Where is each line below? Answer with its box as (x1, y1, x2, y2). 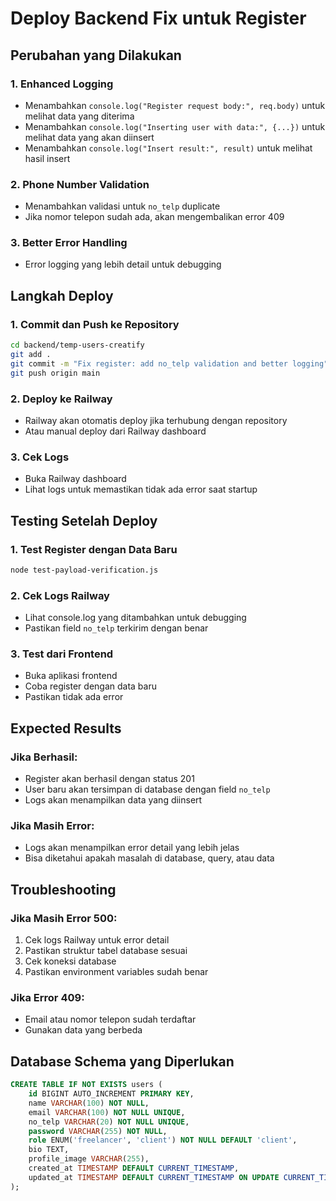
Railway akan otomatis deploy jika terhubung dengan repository (24, 414, 288, 426)
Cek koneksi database (24, 955, 117, 967)
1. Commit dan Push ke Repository (10, 317, 180, 331)
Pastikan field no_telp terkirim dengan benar (24, 622, 209, 634)
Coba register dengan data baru (24, 680, 157, 692)
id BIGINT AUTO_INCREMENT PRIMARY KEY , (28, 1089, 195, 1099)
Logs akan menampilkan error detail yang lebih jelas (24, 842, 240, 854)
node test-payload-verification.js (10, 565, 159, 575)
